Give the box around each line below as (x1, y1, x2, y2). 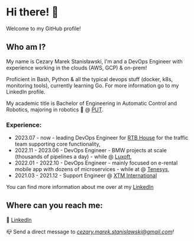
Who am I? (6, 42, 46, 52)
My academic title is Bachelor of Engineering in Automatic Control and (6, 99, 177, 107)
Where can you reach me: (6, 201, 103, 211)
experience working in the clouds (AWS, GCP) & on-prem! (6, 64, 147, 71)
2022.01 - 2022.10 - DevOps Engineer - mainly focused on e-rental (14, 159, 178, 166)
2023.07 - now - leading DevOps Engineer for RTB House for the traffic (14, 134, 189, 142)
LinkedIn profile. (6, 88, 46, 95)
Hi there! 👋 (6, 5, 59, 19)
